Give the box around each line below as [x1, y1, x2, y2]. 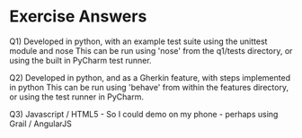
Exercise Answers [9, 6, 147, 27]
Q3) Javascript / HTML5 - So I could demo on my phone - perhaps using [9, 108, 279, 119]
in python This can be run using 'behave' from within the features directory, [9, 82, 289, 92]
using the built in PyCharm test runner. [9, 55, 152, 65]
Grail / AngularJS [9, 118, 72, 129]
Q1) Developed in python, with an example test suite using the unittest [9, 36, 268, 47]
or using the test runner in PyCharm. [9, 91, 144, 102]
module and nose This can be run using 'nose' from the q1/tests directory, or [9, 45, 293, 56]
